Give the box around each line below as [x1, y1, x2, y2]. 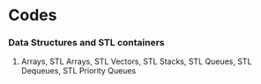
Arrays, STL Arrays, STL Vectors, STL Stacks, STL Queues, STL [20, 56, 252, 66]
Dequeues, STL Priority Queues [20, 66, 137, 76]
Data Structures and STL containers [8, 37, 165, 49]
